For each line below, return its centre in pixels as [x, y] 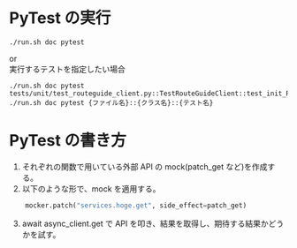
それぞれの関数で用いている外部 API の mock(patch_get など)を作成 [145, 166]
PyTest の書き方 [68, 141]
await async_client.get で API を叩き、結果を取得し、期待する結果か [145, 223]
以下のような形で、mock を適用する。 [91, 188]
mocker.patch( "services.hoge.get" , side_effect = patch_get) [136, 205]
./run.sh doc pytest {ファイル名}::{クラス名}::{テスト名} [111, 102]
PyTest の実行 [60, 18]
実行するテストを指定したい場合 [67, 69]
